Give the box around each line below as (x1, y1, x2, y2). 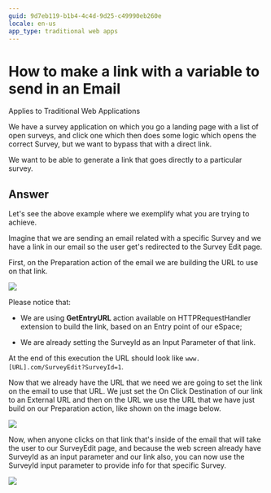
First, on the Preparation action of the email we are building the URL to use (8, 258, 259, 268)
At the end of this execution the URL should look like (8, 353, 184, 363)
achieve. (8, 217, 37, 228)
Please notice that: (8, 298, 72, 308)
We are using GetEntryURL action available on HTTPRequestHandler (20, 313, 251, 323)
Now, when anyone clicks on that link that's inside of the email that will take (8, 434, 262, 444)
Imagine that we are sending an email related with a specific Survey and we (8, 233, 262, 243)
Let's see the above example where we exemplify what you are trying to (8, 209, 250, 219)
